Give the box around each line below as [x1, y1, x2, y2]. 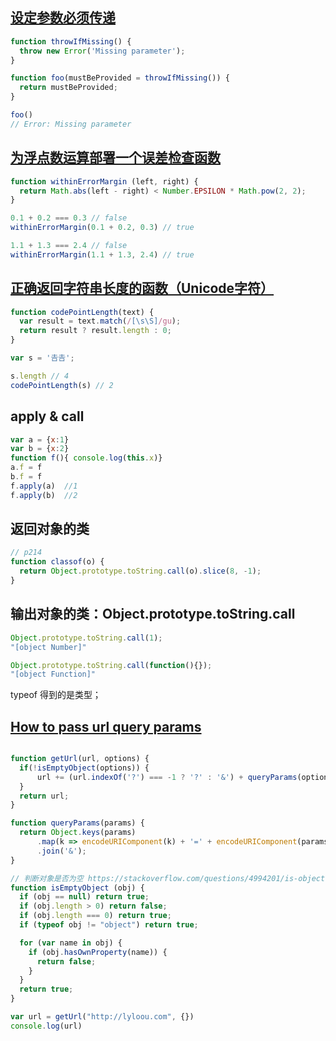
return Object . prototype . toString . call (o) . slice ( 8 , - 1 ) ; [19, 566, 262, 577]
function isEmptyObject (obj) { [10, 883, 145, 893]
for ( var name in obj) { [19, 938, 123, 948]
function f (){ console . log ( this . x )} [10, 453, 163, 463]
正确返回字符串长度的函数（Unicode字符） [10, 280, 275, 297]
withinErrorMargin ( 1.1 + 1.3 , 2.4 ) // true [10, 249, 195, 260]
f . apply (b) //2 [10, 490, 78, 500]
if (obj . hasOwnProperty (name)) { [28, 947, 168, 957]
